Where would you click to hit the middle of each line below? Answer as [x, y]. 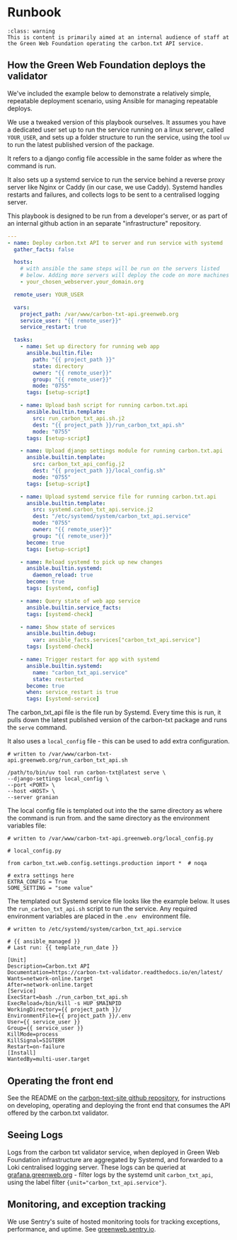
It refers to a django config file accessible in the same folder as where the [115, 158]
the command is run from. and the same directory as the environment [109, 818]
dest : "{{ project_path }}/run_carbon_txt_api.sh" [109, 425]
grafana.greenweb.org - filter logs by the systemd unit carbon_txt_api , [110, 1174]
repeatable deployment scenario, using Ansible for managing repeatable [112, 100]
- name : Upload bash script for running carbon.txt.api [104, 405]
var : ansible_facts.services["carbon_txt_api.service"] [117, 640]
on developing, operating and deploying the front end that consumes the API [119, 1105]
